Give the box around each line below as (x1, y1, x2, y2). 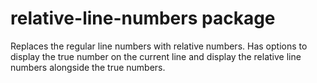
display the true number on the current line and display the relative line (10, 50, 302, 62)
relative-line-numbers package (10, 7, 276, 30)
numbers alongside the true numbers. (10, 61, 166, 73)
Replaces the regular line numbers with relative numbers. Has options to (10, 40, 308, 52)
